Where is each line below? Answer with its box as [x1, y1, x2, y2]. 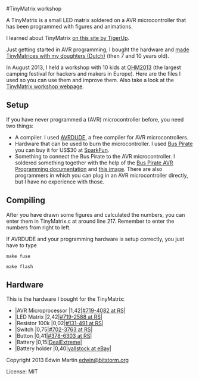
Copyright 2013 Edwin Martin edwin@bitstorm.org [6, 357, 129, 364]
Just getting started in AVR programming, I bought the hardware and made [6, 46, 189, 53]
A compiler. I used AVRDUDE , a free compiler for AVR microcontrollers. [14, 133, 189, 141]
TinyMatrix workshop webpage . [6, 83, 85, 90]
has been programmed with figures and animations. [6, 23, 133, 30]
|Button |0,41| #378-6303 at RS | [14, 332, 92, 339]
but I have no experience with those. [14, 178, 105, 185]
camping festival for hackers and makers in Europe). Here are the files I [6, 70, 181, 77]
